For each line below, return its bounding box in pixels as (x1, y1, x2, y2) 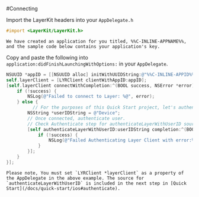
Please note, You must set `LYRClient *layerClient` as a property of (6, 170, 184, 176)
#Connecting (6, 5, 38, 12)
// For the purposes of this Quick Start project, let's (32, 104, 176, 111)
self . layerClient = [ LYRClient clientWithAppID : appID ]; (6, 77, 147, 83)
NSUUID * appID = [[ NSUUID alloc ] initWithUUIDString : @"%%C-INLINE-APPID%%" (6, 71, 197, 77)
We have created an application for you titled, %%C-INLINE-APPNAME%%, (6, 38, 187, 44)
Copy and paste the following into (6, 54, 89, 61)
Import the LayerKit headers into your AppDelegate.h (6, 17, 134, 23)
